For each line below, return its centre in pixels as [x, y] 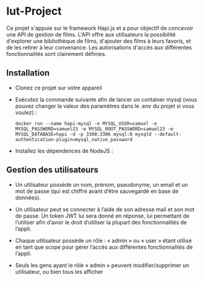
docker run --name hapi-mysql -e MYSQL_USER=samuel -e [86, 123]
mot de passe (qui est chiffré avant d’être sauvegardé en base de [97, 191]
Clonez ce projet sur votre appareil [58, 88]
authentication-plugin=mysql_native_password [74, 139]
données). [28, 197]
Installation [28, 73]
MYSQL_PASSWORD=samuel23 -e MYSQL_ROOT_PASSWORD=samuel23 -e [94, 129]
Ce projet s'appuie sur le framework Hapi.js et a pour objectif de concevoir [100, 28]
